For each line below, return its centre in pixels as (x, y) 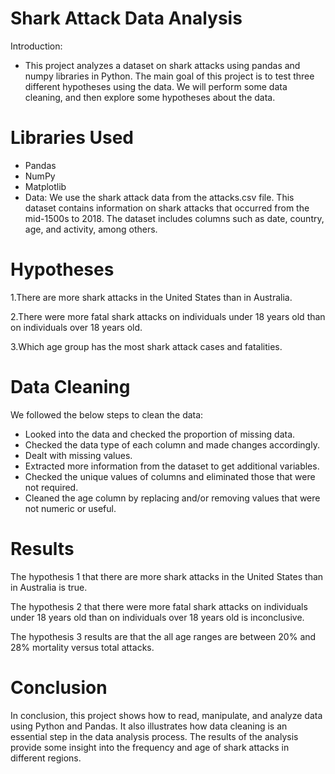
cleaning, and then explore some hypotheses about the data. (150, 97)
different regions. (46, 758)
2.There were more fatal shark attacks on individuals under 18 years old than (168, 316)
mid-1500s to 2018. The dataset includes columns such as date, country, (174, 218)
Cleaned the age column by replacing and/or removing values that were (172, 498)
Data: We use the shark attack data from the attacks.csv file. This (159, 197)
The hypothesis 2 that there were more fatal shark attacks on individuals (159, 606)
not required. (51, 487)
